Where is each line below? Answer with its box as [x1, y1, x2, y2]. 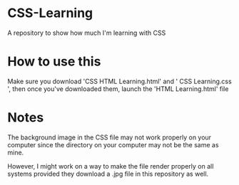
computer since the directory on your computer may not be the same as [7, 140, 219, 149]
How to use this [7, 53, 101, 70]
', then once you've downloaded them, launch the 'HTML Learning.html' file [7, 84, 229, 93]
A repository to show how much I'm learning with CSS [7, 28, 166, 37]
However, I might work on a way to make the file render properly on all [7, 162, 214, 170]
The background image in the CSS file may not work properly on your [7, 133, 212, 142]
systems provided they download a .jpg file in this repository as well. [7, 169, 209, 178]
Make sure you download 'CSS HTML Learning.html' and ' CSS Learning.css [7, 77, 232, 85]
